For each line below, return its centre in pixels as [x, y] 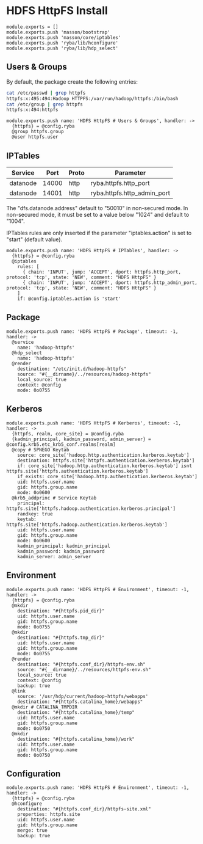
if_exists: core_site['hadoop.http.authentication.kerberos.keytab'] [108, 476]
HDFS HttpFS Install [57, 11]
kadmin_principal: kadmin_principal [64, 546]
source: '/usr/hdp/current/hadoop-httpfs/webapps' [83, 696]
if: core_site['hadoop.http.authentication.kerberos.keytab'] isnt [105, 466]
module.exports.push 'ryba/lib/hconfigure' [62, 43]
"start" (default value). [34, 239]
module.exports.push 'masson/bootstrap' [59, 32]
